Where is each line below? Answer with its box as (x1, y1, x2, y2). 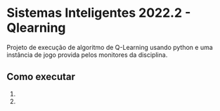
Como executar (6, 71, 75, 83)
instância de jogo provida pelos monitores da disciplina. (6, 51, 168, 59)
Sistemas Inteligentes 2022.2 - (6, 5, 191, 21)
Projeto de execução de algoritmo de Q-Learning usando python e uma (6, 43, 214, 51)
